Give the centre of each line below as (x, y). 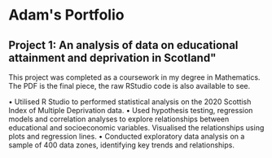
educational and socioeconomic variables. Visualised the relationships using (136, 127)
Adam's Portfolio (66, 15)
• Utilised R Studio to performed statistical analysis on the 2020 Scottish (130, 102)
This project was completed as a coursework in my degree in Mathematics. (134, 77)
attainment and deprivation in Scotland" (112, 57)
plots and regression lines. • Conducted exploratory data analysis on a (127, 136)
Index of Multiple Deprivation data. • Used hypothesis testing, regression (131, 110)
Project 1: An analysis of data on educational (123, 45)
